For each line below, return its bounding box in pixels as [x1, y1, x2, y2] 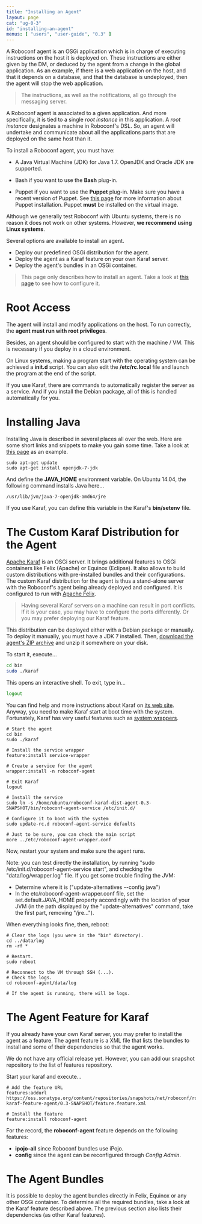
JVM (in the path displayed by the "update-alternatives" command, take [14, 902, 194, 910]
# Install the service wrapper [6, 747, 85, 753]
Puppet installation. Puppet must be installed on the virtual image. [14, 201, 179, 209]
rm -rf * [6, 943, 28, 949]
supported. [14, 165, 43, 172]
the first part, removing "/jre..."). [14, 909, 94, 916]
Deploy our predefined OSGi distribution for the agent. [14, 249, 150, 256]
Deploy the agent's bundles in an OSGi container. [14, 262, 137, 269]
